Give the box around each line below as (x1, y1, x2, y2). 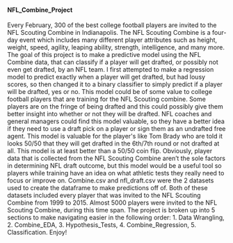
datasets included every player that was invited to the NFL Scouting (7, 191, 201, 200)
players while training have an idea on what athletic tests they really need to (7, 169, 225, 178)
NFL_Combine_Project (7, 6, 73, 14)
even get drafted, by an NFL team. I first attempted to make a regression (7, 65, 214, 74)
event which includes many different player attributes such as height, (19, 36, 218, 45)
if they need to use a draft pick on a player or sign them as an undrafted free (7, 125, 226, 133)
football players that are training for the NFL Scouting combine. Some (7, 95, 207, 104)
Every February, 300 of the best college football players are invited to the (7, 21, 217, 29)
